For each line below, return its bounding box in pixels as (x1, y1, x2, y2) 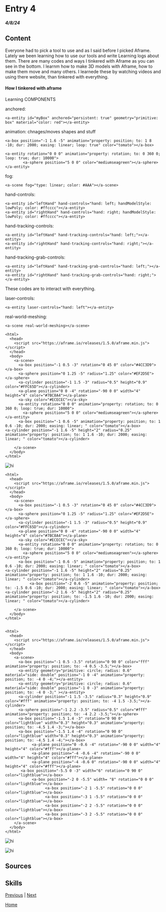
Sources (5, 862, 32, 871)
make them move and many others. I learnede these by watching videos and (5, 68, 161, 75)
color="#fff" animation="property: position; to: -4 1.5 (5, 699, 125, 704)
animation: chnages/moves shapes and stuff (5, 128, 96, 134)
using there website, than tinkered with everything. (5, 74, 109, 80)
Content (5, 34, 31, 43)
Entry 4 (5, 3, 36, 14)
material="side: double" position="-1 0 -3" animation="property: (5, 685, 145, 691)
